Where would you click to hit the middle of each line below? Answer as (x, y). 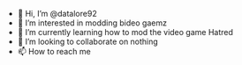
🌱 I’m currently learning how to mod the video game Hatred (125, 32)
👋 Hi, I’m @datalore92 (57, 14)
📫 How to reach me (54, 51)
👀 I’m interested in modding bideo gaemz (92, 23)
